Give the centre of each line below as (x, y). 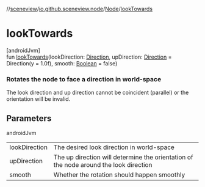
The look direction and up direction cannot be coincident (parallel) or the (98, 93)
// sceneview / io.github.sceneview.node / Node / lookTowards (80, 9)
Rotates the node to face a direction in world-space (84, 79)
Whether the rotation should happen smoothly (119, 175)
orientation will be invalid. (38, 99)
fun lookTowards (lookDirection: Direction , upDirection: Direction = (89, 57)
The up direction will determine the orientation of (123, 157)
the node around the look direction (103, 165)
